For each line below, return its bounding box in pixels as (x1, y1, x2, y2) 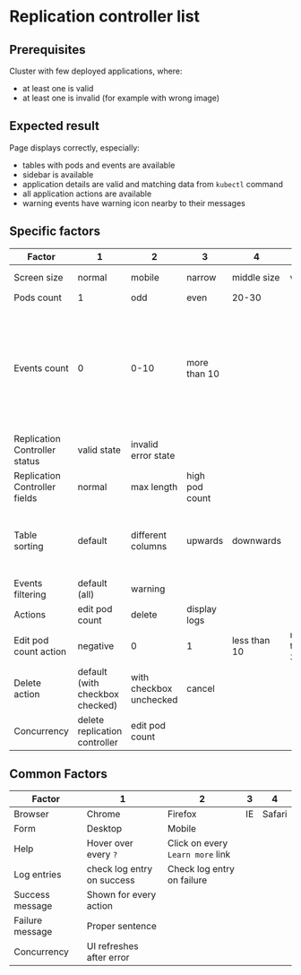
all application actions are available (21, 188, 152, 199)
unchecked (131, 693, 178, 705)
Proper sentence (86, 920, 157, 933)
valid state (77, 444, 121, 456)
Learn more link (167, 849, 231, 861)
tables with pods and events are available (21, 160, 176, 170)
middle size (231, 271, 280, 283)
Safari (262, 808, 288, 821)
